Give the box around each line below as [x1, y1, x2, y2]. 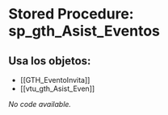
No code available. [8, 100, 71, 109]
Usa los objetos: [8, 54, 91, 68]
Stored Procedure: [8, 5, 135, 23]
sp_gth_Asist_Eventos [8, 22, 160, 40]
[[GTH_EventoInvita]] [19, 76, 90, 84]
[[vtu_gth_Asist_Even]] [19, 84, 95, 93]
